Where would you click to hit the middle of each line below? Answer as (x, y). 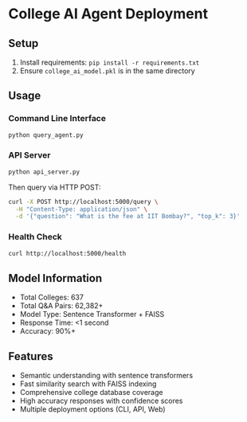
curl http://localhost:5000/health (67, 253)
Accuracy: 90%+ (47, 331)
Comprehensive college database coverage (91, 393)
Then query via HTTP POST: (55, 187)
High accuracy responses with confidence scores (101, 401)
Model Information (55, 278)
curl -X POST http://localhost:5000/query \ (83, 201)
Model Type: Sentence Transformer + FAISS (92, 315)
